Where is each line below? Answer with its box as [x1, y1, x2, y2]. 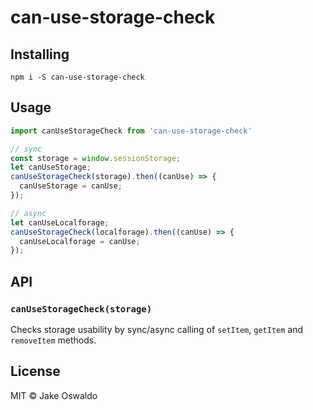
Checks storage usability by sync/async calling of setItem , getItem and [10, 324, 304, 335]
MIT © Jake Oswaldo [10, 389, 98, 401]
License [10, 363, 61, 380]
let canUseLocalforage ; [10, 217, 110, 228]
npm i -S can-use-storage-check [10, 72, 145, 82]
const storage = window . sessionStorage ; [10, 153, 182, 163]
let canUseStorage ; [10, 162, 92, 173]
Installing [10, 46, 70, 63]
